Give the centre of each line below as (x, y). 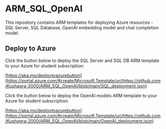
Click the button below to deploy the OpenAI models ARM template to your (81, 95)
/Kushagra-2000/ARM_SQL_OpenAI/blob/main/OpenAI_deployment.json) (80, 121)
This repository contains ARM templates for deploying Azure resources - (79, 22)
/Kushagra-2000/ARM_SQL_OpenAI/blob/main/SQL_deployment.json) (76, 86)
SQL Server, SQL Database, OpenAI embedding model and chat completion (82, 27)
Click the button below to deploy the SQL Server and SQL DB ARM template (82, 61)
